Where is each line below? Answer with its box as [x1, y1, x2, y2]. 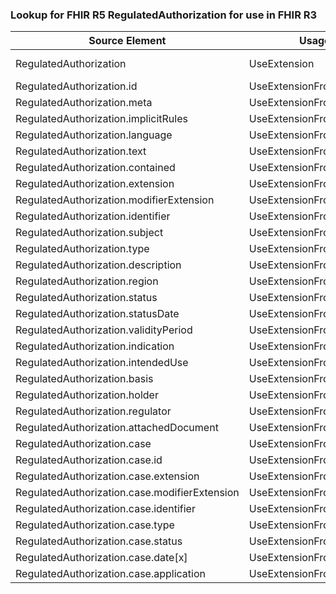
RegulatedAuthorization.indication [15, 339, 175, 353]
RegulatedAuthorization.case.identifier [15, 502, 196, 516]
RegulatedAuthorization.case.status [15, 534, 183, 548]
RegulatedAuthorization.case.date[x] [15, 551, 188, 565]
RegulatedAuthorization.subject [15, 226, 164, 240]
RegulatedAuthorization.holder [15, 388, 159, 402]
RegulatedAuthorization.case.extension [15, 469, 200, 483]
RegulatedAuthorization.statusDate [15, 307, 180, 321]
